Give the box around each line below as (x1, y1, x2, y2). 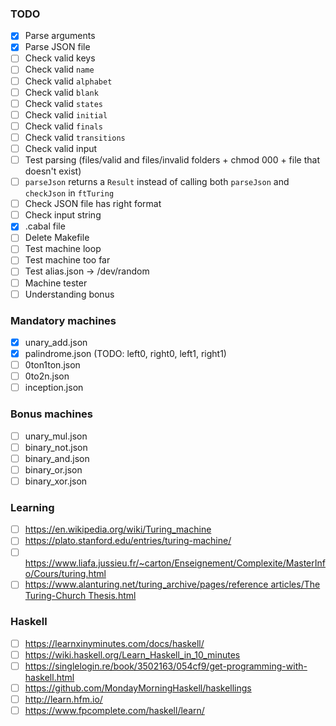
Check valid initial (24, 108, 108, 121)
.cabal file (24, 220, 66, 232)
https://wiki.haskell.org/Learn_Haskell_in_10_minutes (24, 648, 241, 661)
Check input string (24, 209, 102, 221)
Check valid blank (24, 86, 99, 98)
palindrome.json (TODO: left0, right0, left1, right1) (24, 348, 227, 360)
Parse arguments (24, 30, 96, 42)
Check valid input (24, 142, 98, 154)
